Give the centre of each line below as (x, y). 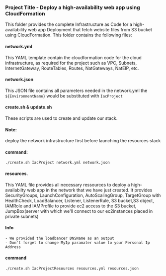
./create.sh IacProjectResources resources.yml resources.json (72, 268)
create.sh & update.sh (29, 107)
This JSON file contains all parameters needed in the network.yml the (76, 91)
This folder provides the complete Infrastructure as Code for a (69, 24)
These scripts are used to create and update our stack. (61, 118)
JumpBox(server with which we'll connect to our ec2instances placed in (79, 211)
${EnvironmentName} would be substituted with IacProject (64, 95)
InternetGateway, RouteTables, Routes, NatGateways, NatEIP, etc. (72, 68)
